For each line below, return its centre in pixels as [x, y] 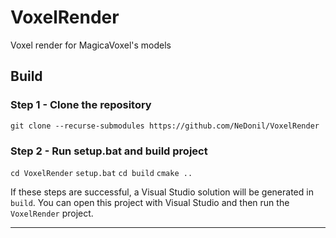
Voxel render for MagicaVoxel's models [91, 45]
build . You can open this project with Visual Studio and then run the [150, 202]
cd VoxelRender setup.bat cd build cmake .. [101, 173]
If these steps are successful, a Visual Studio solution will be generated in [162, 192]
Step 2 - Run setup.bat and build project [109, 151]
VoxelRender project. [52, 213]
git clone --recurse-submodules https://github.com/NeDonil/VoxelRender [165, 126]
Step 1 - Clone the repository [81, 105]
